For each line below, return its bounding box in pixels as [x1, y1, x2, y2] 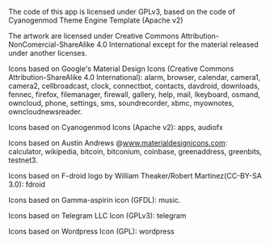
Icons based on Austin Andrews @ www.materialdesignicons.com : [8, 138, 228, 148]
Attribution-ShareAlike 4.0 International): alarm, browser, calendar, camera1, [8, 73, 261, 82]
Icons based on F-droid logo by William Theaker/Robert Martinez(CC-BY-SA [8, 171, 263, 180]
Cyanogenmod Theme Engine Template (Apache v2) [8, 15, 184, 25]
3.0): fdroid [8, 179, 46, 189]
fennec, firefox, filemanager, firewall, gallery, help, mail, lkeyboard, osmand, [8, 90, 261, 99]
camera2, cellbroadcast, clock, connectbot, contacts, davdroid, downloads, [8, 81, 260, 90]
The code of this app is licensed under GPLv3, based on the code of [8, 7, 236, 16]
